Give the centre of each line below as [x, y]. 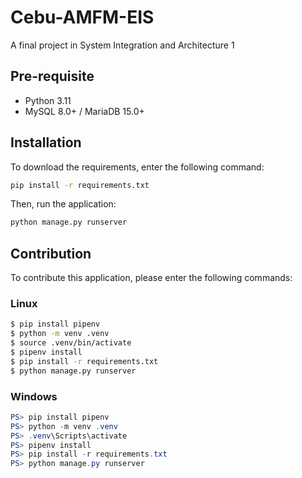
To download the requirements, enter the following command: [137, 167]
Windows [34, 396]
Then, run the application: [63, 204]
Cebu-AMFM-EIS [82, 17]
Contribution [51, 253]
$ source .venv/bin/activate [71, 343]
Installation [46, 142]
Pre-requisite [52, 76]
